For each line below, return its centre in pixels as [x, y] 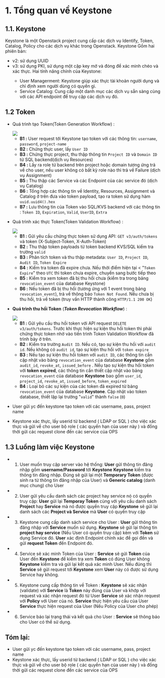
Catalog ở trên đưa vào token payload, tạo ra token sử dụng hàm [85, 196]
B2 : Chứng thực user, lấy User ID [54, 149]
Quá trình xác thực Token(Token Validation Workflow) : [68, 221]
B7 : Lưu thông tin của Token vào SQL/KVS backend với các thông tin [90, 207]
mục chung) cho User [42, 485]
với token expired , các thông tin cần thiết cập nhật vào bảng [81, 370]
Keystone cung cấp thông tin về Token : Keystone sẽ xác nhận [83, 585]
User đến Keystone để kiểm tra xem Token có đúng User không [85, 559]
